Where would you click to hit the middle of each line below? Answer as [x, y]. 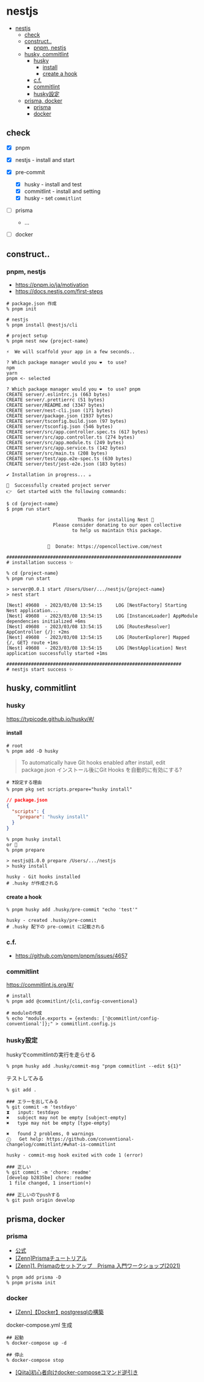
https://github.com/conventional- [90, 1139]
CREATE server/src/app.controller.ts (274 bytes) [71, 437]
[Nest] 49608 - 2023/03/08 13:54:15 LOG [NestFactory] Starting [97, 605]
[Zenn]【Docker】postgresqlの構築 [59, 1312]
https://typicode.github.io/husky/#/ [50, 718]
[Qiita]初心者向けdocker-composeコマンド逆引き [77, 1372]
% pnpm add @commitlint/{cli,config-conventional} [72, 1001]
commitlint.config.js [88, 1024]
